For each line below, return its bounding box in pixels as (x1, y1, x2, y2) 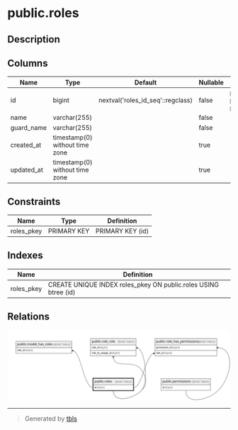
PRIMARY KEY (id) (95, 227, 149, 236)
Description (7, 33, 60, 45)
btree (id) (47, 288, 76, 297)
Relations (7, 311, 50, 323)
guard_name (10, 123, 47, 132)
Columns (7, 57, 48, 69)
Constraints (7, 196, 61, 208)
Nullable (198, 78, 225, 87)
